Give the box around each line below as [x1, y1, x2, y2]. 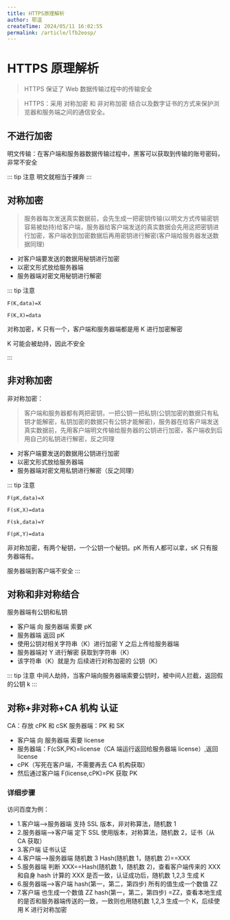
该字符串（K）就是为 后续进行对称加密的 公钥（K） [16, 657, 161, 665]
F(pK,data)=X [7, 495, 45, 502]
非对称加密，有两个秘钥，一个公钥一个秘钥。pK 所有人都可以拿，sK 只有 [7, 543, 212, 552]
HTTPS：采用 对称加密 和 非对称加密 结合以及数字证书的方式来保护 [23, 99, 214, 108]
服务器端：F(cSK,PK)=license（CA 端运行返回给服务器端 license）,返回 [16, 745, 218, 753]
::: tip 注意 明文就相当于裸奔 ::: [7, 173, 92, 180]
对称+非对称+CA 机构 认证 [7, 702, 119, 713]
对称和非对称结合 [7, 589, 80, 600]
